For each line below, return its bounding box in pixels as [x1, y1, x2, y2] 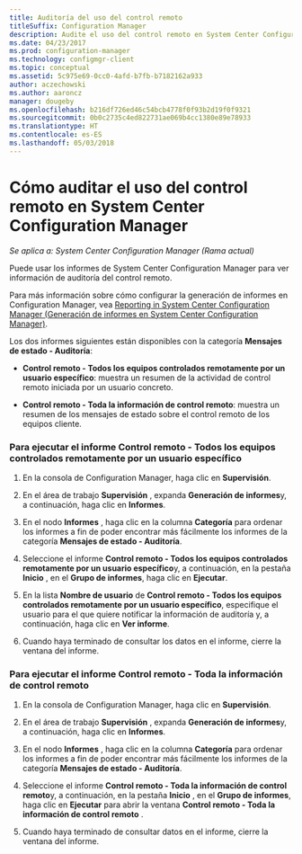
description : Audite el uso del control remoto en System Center [9, 30, 259, 39]
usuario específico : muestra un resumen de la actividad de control [22, 372, 271, 383]
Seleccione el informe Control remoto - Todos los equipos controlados [22, 553, 289, 564]
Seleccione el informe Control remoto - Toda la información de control [22, 780, 288, 791]
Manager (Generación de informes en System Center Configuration [9, 308, 259, 319]
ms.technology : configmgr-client [9, 55, 135, 64]
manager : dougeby [9, 96, 75, 106]
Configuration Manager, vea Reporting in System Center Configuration [9, 298, 270, 310]
